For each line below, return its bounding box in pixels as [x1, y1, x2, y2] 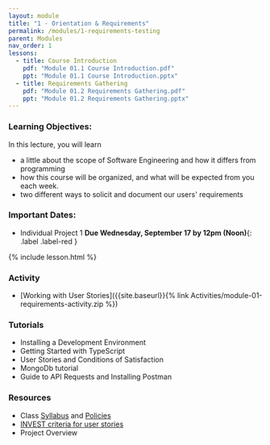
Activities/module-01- [190, 291, 263, 300]
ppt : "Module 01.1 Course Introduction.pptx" [23, 72, 179, 80]
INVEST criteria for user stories [19, 419, 124, 429]
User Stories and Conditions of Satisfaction [19, 355, 164, 364]
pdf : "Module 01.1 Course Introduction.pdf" [23, 65, 175, 73]
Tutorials [8, 320, 44, 331]
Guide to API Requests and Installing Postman [19, 372, 172, 382]
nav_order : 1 [8, 42, 52, 50]
